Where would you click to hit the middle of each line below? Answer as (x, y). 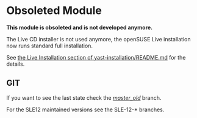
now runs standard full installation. (50, 46)
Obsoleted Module (54, 11)
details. (16, 64)
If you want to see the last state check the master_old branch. (84, 97)
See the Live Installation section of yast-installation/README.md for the (96, 57)
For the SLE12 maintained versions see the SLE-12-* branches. (85, 109)
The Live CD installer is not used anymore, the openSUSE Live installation (99, 39)
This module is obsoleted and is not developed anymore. (80, 27)
